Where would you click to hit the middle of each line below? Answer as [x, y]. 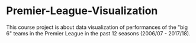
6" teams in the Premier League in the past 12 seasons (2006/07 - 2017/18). [98, 33]
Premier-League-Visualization [82, 11]
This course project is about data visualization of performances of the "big [97, 27]
